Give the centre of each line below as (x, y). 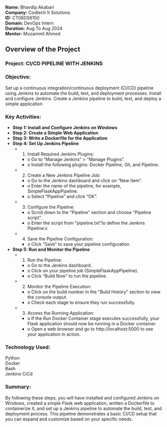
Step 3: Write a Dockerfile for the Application (60, 138)
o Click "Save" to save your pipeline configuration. (79, 244)
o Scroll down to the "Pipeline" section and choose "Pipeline (89, 212)
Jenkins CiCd (19, 374)
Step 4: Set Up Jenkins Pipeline (45, 143)
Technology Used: (28, 347)
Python (12, 358)
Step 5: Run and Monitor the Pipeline (51, 249)
